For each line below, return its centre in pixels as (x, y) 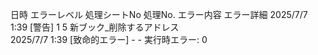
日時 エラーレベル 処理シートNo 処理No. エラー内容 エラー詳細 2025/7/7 (159, 14)
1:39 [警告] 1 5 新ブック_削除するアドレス (95, 27)
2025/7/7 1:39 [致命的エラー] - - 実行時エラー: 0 (109, 39)
